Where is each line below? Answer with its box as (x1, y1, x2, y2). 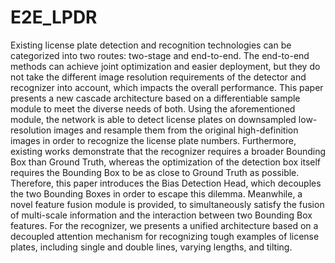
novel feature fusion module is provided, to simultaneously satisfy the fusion (10, 198, 325, 210)
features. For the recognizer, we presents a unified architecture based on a (10, 219, 319, 231)
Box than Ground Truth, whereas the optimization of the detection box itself (10, 156, 322, 168)
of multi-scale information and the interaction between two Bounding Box (10, 209, 313, 221)
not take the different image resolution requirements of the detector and (10, 71, 307, 83)
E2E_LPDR (10, 6, 98, 29)
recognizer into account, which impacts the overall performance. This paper (10, 81, 324, 93)
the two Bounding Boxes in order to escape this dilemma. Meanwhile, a (10, 187, 303, 200)
